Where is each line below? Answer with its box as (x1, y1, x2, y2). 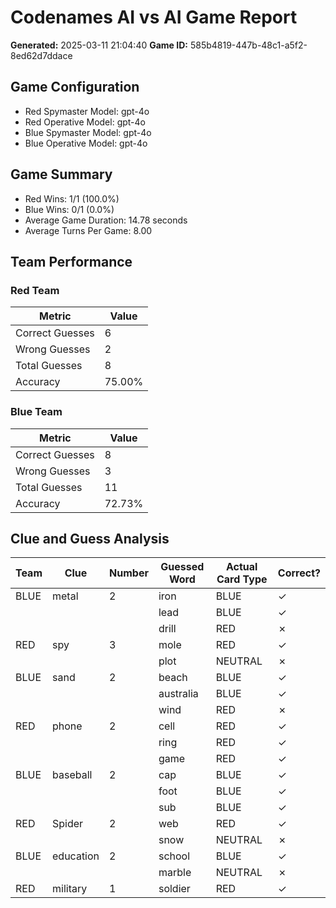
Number (109, 566, 149, 580)
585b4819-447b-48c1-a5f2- (189, 39, 308, 51)
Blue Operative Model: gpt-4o (24, 137, 148, 149)
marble (158, 866, 192, 880)
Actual (226, 560, 258, 574)
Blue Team (10, 405, 63, 419)
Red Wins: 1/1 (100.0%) (24, 192, 120, 205)
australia (158, 687, 199, 701)
